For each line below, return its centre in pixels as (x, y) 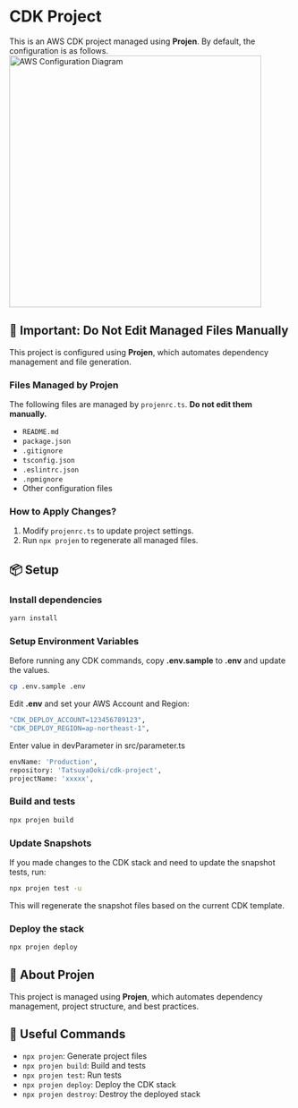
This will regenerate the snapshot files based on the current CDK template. (147, 905)
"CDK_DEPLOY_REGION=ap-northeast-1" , (80, 728)
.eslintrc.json (51, 470)
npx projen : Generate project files (85, 1056)
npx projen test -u (46, 888)
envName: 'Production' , (54, 762)
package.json (47, 442)
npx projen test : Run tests (72, 1075)
